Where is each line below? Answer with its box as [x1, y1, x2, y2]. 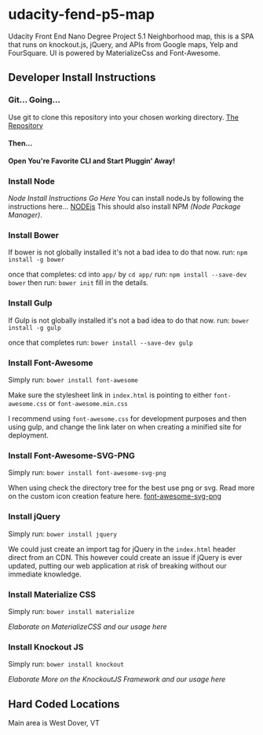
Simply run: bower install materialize [8, 606, 135, 616]
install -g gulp [8, 324, 61, 331]
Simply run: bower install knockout [8, 660, 124, 669]
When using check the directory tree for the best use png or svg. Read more [8, 483, 255, 492]
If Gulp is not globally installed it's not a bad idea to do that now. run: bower [8, 316, 250, 325]
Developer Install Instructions [8, 71, 156, 84]
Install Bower [8, 230, 59, 241]
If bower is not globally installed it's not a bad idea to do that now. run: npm [8, 247, 248, 257]
